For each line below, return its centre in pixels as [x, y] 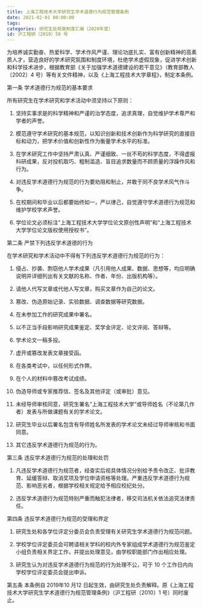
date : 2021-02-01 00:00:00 [41, 17]
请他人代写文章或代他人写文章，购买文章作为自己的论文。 [87, 289]
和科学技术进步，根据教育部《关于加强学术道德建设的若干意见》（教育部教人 [101, 68]
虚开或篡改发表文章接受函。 [50, 353]
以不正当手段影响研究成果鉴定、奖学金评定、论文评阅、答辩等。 [95, 327]
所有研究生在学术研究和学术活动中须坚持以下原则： [70, 101]
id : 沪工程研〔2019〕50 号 [38, 34]
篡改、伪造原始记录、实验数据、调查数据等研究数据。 [82, 301]
